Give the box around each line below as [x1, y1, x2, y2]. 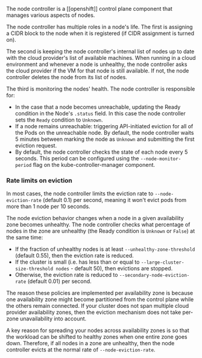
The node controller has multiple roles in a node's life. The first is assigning [6, 24, 193, 30]
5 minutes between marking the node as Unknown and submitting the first [14, 135, 195, 143]
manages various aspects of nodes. [6, 11, 95, 19]
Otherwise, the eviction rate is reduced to [14, 272, 118, 279]
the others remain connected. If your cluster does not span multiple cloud [6, 302, 189, 310]
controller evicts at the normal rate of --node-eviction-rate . [6, 346, 156, 353]
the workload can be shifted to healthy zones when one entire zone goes [6, 333, 188, 340]
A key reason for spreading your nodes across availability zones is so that [6, 327, 190, 334]
